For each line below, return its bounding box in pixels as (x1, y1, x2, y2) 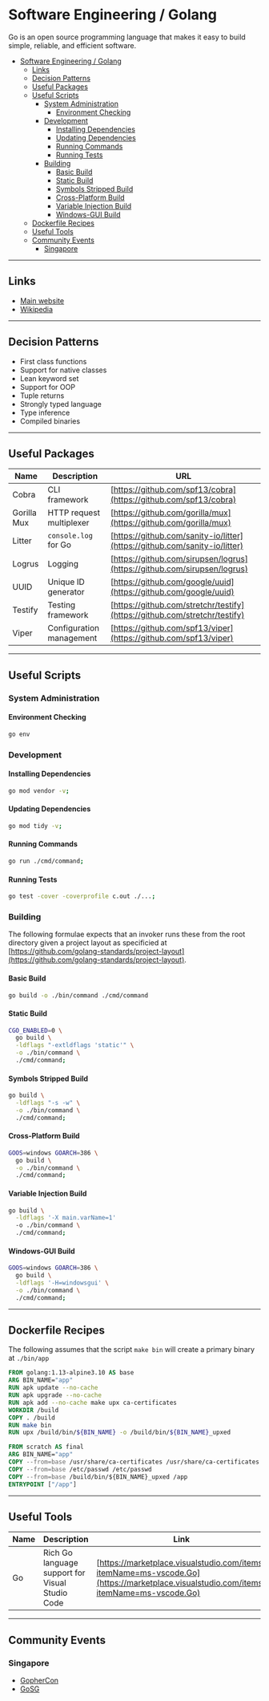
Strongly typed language (19, 399, 102, 408)
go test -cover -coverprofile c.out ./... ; (8, 892, 156, 900)
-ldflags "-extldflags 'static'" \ (15, 1041, 134, 1049)
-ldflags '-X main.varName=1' (15, 1214, 116, 1222)
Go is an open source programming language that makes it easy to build (8, 32, 246, 42)
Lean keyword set (19, 373, 79, 383)
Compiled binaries (19, 416, 81, 426)
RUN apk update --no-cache (8, 1384, 98, 1392)
